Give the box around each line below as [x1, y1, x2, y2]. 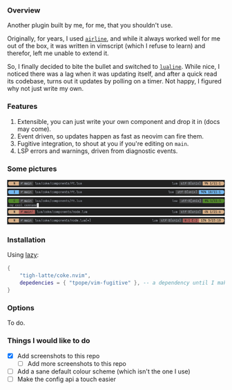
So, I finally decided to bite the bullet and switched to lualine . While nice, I [7, 63, 220, 71]
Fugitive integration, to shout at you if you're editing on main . [17, 139, 189, 147]
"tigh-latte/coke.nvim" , [19, 272, 91, 279]
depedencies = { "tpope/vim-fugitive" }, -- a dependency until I [19, 280, 215, 287]
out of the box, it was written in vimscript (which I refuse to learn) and [7, 42, 206, 50]
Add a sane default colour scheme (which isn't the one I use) [17, 367, 191, 376]
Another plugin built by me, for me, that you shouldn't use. [7, 21, 173, 30]
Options [7, 302, 35, 312]
